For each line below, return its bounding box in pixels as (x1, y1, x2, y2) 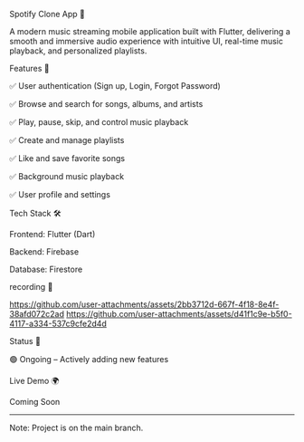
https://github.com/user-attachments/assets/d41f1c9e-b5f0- (66, 309, 292, 319)
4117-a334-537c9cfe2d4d (9, 318, 107, 329)
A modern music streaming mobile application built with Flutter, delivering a (9, 26, 291, 36)
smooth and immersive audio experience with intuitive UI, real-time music (9, 36, 283, 46)
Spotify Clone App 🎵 (9, 9, 86, 19)
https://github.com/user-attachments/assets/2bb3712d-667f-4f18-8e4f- (9, 299, 280, 310)
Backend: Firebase (9, 246, 80, 257)
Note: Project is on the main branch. (9, 422, 144, 433)
